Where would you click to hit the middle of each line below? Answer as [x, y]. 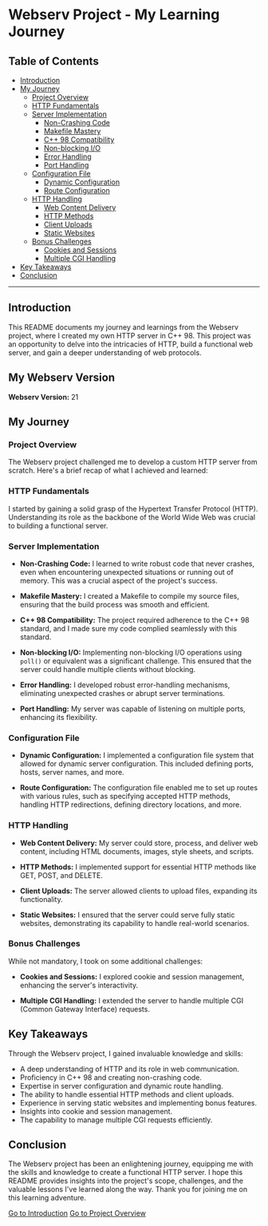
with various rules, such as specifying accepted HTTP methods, [125, 797]
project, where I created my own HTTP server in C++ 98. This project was [130, 335]
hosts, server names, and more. [72, 773]
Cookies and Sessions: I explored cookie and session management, [132, 976]
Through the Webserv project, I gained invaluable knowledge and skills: [126, 1053]
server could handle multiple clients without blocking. [108, 669]
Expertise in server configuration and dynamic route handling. [121, 1086]
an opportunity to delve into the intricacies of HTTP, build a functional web [131, 344]
